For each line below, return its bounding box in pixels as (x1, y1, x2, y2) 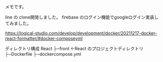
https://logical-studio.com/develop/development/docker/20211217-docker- (5, 31, 157, 36)
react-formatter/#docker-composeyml (5, 35, 83, 41)
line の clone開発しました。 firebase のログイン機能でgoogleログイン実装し (5, 14, 159, 20)
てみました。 (5, 21, 31, 26)
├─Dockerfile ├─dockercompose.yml (5, 51, 81, 57)
